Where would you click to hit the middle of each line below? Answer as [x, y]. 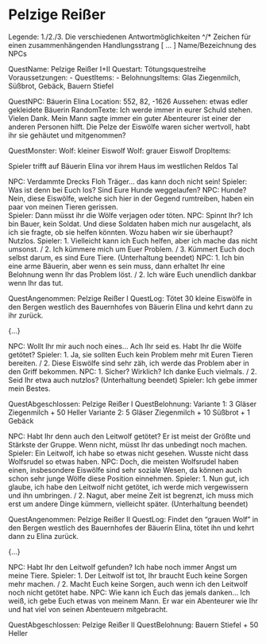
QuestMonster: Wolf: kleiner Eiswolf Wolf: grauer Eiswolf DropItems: [120, 150]
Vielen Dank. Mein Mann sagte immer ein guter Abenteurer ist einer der [125, 118]
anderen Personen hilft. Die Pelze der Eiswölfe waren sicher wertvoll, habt [129, 127]
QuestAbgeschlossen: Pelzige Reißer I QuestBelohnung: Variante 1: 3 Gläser [132, 404]
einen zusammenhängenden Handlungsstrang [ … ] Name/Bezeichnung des [132, 45]
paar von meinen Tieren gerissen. [64, 207]
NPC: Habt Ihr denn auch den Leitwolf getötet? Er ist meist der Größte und [129, 436]
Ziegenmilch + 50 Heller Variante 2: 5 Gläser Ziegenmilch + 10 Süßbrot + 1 [129, 412]
